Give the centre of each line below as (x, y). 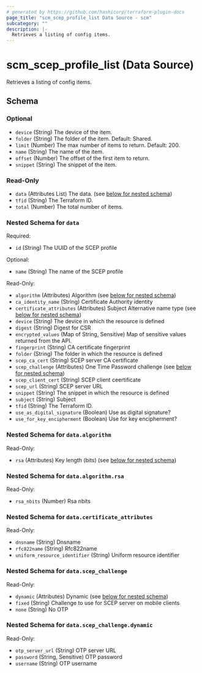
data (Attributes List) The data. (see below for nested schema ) (94, 194)
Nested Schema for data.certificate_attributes (80, 517)
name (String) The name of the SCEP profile (69, 272)
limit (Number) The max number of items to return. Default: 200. (98, 145)
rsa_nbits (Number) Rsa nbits (53, 501)
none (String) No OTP (42, 609)
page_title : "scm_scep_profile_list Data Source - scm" (79, 18)
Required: (19, 236)
